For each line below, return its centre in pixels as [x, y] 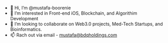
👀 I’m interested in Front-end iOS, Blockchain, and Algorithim [74, 13]
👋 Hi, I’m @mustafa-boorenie [40, 8]
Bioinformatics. [26, 29]
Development [24, 18]
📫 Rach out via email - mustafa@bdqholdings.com [63, 35]
